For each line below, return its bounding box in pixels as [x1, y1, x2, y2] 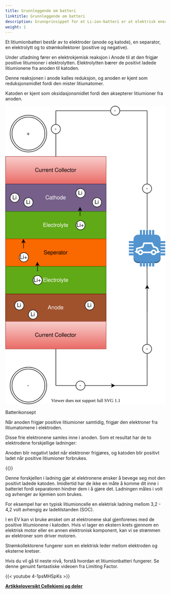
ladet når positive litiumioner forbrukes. [5, 455, 88, 461]
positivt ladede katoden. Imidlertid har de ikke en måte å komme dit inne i [5, 480, 159, 487]
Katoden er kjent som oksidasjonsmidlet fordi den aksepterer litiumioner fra [5, 90, 163, 96]
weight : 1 [5, 24, 26, 30]
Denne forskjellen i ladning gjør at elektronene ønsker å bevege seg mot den [5, 475, 165, 481]
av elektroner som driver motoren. [5, 533, 77, 539]
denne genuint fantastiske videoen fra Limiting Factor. [5, 563, 119, 570]
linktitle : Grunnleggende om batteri [5, 13, 85, 19]
